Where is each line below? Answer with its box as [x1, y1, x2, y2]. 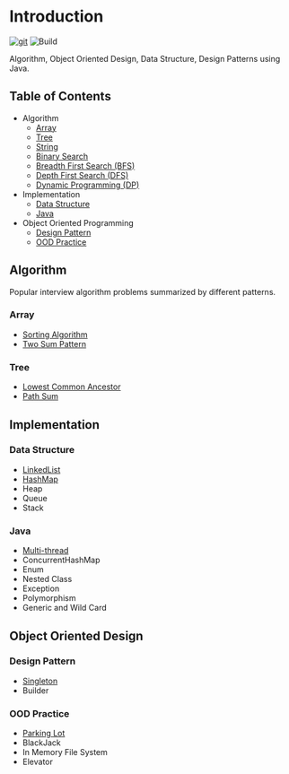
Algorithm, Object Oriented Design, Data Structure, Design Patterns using [9, 53, 281, 64]
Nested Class [22, 574, 73, 585]
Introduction [9, 6, 104, 27]
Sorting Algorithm [22, 329, 88, 340]
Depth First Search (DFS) [35, 170, 129, 180]
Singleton [22, 675, 58, 686]
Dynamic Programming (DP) [35, 179, 140, 190]
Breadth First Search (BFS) [35, 160, 136, 171]
